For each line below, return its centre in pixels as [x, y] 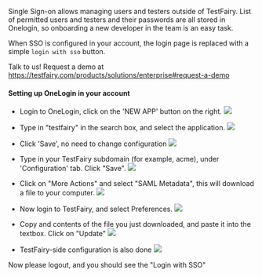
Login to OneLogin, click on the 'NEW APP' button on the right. [120, 111]
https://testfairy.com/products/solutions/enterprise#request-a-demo [119, 75]
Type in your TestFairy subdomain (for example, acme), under [119, 159]
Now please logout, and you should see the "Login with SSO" [107, 265]
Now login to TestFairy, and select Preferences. [96, 209]
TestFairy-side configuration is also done [86, 250]
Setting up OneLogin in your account [69, 93]
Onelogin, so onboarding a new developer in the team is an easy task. [121, 28]
